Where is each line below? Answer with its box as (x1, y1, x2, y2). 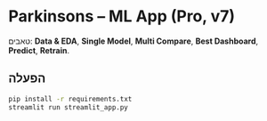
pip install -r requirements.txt (8, 94, 133, 103)
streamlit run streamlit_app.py (8, 102, 128, 112)
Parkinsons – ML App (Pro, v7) (8, 6, 236, 27)
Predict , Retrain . (8, 44, 70, 55)
